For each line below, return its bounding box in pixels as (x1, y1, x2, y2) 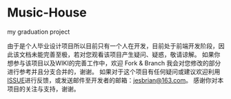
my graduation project (7, 27, 70, 36)
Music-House (7, 5, 88, 21)
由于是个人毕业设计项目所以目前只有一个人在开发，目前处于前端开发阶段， (7, 41, 219, 49)
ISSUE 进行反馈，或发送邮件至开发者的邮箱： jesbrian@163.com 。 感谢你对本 (7, 76, 224, 84)
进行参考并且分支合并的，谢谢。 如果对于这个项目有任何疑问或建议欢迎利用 (7, 67, 221, 76)
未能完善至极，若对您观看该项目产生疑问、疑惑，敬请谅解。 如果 (30, 50, 214, 58)
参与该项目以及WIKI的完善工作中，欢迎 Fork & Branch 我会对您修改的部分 (12, 58, 221, 67)
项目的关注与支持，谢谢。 (7, 85, 80, 93)
